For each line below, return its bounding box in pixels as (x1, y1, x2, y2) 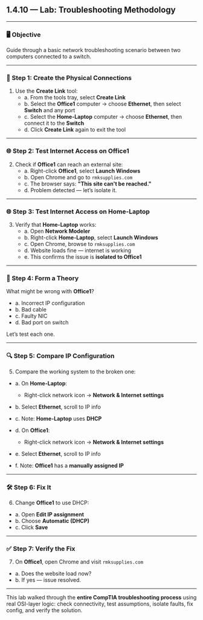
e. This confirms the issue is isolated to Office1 (24, 253, 142, 260)
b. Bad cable (14, 306, 47, 313)
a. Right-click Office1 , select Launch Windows (24, 167, 141, 175)
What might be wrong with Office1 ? (6, 288, 95, 295)
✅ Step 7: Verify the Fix (6, 544, 76, 553)
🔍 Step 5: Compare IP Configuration (6, 352, 115, 360)
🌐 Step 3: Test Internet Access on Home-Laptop (6, 207, 150, 216)
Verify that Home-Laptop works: (14, 221, 97, 228)
